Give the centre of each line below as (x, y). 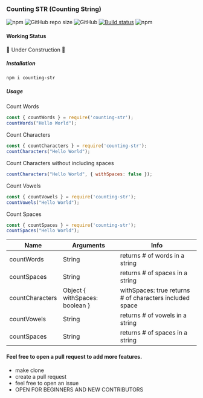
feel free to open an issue (47, 383)
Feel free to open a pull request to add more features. (74, 356)
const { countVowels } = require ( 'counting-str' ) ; (71, 197)
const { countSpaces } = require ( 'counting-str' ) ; (71, 225)
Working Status (26, 36)
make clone (29, 370)
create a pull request (41, 376)
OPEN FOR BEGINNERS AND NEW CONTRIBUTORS (79, 390)
